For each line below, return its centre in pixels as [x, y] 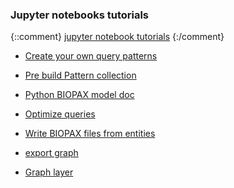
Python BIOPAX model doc [79, 95]
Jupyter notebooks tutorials [80, 15]
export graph [51, 153]
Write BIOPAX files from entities [90, 134]
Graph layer [49, 172]
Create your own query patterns [91, 56]
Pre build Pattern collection [80, 75]
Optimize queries [60, 114]
